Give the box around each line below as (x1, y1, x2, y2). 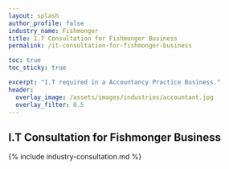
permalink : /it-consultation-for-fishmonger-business (8, 42, 193, 50)
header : (8, 85, 35, 93)
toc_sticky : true (8, 64, 67, 72)
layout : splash (8, 11, 59, 20)
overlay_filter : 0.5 (15, 101, 84, 109)
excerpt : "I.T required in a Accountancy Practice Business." (8, 78, 221, 86)
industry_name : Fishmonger (8, 27, 99, 35)
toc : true (8, 56, 42, 64)
